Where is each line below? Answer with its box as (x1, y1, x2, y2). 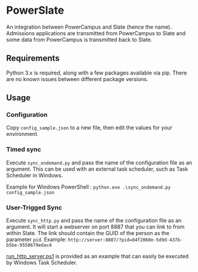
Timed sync (6, 146, 42, 154)
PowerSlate (6, 4, 64, 17)
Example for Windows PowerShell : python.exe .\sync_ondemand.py (6, 183, 171, 190)
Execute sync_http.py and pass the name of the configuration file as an (6, 217, 182, 224)
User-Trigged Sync (6, 203, 63, 212)
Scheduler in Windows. (6, 171, 63, 179)
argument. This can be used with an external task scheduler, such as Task (6, 165, 188, 172)
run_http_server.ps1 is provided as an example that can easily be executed (6, 253, 189, 260)
